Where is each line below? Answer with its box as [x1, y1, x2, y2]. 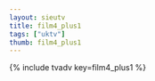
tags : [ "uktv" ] [9, 29, 66, 38]
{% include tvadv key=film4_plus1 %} [9, 62, 147, 73]
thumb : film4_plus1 [9, 37, 82, 47]
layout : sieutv [9, 12, 66, 22]
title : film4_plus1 [9, 21, 82, 30]
